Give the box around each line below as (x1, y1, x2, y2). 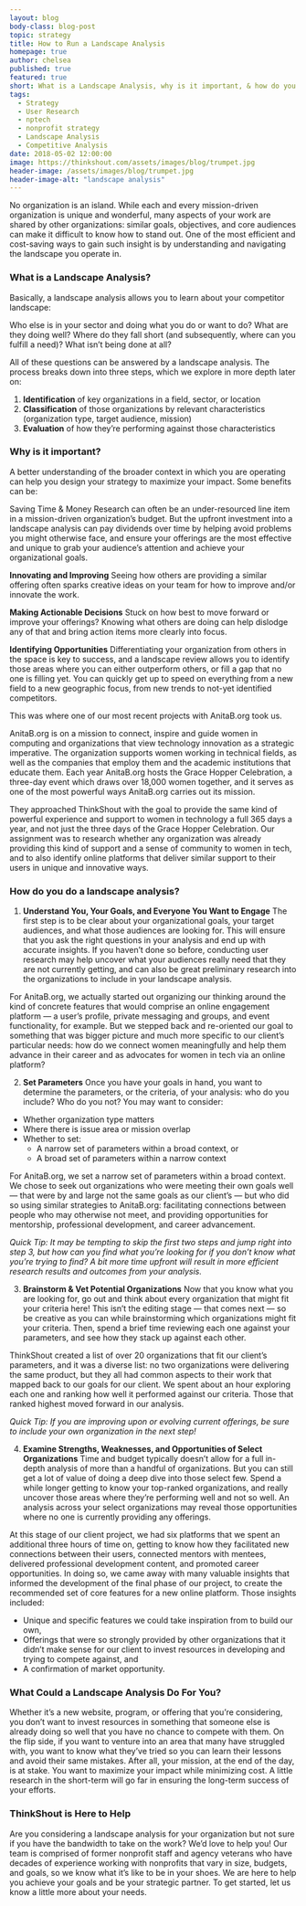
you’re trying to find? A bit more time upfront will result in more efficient (9, 1256, 279, 1267)
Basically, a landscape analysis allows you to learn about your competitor (9, 291, 285, 302)
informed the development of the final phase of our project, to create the (9, 1578, 283, 1589)
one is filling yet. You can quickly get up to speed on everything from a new (9, 672, 294, 683)
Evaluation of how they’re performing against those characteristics (22, 422, 276, 434)
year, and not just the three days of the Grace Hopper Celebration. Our (9, 823, 276, 834)
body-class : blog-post (9, 22, 96, 31)
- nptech (17, 115, 51, 124)
